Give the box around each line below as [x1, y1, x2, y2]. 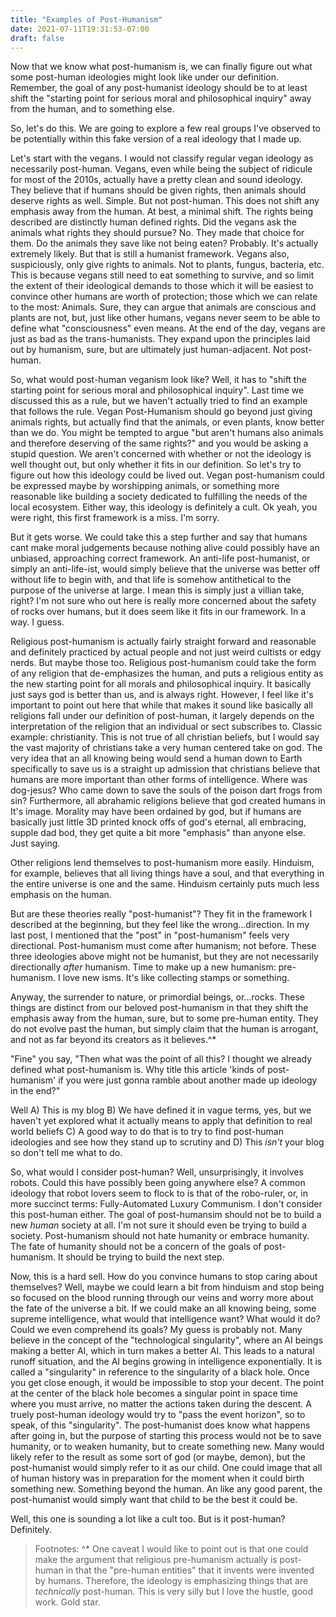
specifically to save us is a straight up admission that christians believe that [10, 763, 321, 775]
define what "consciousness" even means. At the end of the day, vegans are [10, 322, 326, 335]
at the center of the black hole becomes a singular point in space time [10, 1387, 298, 1400]
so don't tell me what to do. [10, 1147, 123, 1159]
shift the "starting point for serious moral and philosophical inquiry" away [10, 92, 312, 105]
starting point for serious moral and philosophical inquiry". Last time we [10, 384, 305, 396]
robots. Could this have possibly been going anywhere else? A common [10, 1177, 306, 1189]
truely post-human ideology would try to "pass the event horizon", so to [10, 1409, 306, 1421]
